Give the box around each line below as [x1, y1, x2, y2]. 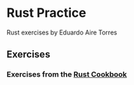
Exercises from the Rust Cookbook [6, 70, 128, 79]
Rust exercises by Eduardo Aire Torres [6, 28, 117, 37]
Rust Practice [6, 5, 87, 21]
